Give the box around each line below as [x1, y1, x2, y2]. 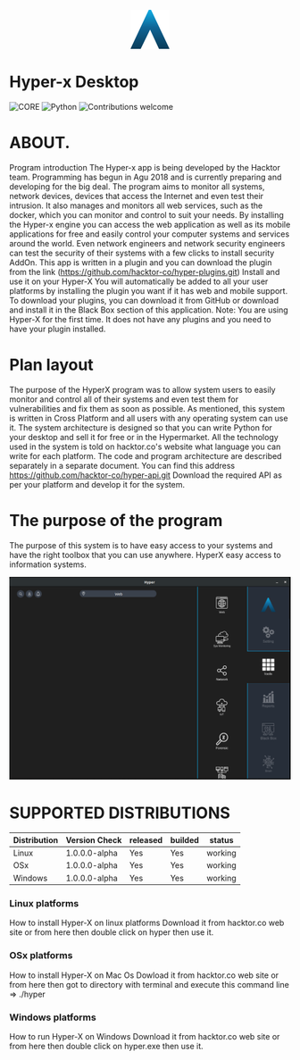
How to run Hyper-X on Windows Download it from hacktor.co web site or [9, 1031, 280, 1042]
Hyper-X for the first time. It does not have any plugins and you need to [9, 313, 271, 324]
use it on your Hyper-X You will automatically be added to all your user [9, 276, 269, 287]
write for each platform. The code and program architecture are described [9, 450, 282, 461]
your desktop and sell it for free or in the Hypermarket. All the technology [9, 431, 279, 442]
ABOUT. [9, 133, 71, 153]
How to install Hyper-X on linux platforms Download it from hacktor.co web [9, 917, 285, 929]
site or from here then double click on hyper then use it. [9, 927, 214, 938]
